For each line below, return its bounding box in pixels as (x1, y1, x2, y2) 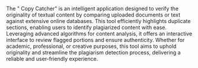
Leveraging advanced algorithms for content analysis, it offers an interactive (6, 30, 193, 37)
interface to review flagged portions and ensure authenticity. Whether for (6, 37, 185, 43)
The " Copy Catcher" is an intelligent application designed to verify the (6, 5, 179, 12)
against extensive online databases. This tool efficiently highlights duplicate (6, 18, 191, 24)
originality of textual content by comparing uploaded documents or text (6, 11, 181, 18)
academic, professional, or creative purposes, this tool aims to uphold (6, 43, 177, 50)
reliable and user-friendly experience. (6, 56, 98, 62)
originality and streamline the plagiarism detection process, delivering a (6, 49, 181, 56)
